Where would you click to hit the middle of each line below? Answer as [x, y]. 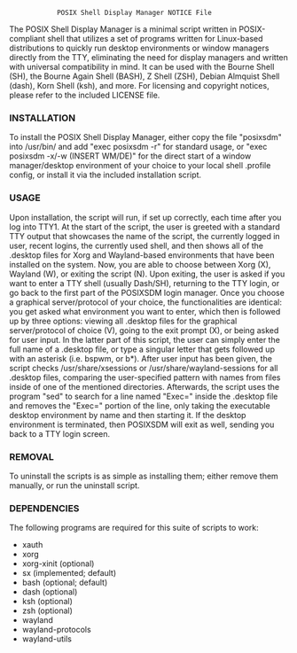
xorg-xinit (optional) [58, 564]
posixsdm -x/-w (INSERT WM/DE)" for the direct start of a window [130, 156]
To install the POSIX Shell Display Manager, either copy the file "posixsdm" [145, 137]
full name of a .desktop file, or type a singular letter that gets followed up [142, 349]
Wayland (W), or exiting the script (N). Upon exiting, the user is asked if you [147, 274]
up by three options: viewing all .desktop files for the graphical [123, 321]
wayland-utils [47, 639]
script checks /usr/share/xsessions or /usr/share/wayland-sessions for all [144, 368]
